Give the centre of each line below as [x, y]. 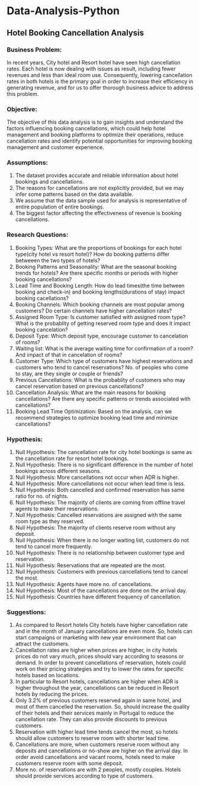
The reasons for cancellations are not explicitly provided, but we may [99, 188]
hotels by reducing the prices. [52, 694]
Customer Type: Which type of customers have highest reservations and [104, 361]
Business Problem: [34, 50]
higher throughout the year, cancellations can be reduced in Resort [97, 688]
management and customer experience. [55, 147]
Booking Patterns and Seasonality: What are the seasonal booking [96, 266]
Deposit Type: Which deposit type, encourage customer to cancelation [102, 336]
